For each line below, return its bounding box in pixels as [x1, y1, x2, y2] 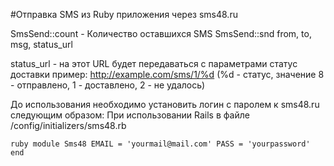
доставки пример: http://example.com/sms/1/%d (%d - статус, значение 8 [10, 69, 325, 80]
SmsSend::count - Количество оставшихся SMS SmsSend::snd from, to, [10, 28, 312, 39]
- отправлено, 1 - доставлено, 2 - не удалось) [10, 79, 206, 91]
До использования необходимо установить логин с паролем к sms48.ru [10, 99, 320, 110]
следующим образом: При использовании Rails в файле [10, 109, 250, 121]
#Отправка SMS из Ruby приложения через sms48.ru [10, 9, 238, 20]
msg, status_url [10, 39, 73, 50]
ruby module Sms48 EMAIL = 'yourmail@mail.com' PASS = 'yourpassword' [10, 139, 311, 149]
